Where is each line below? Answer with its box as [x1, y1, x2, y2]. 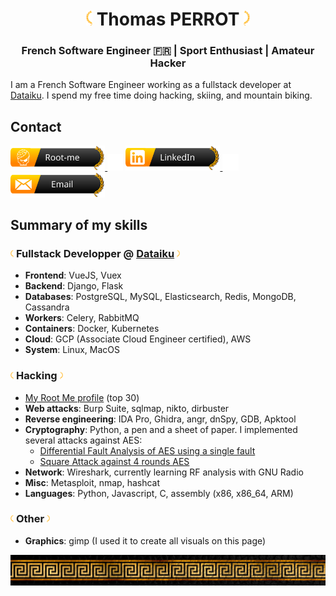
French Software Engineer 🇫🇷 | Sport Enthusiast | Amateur [21, 44, 315, 58]
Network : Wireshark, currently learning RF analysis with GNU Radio [24, 466, 304, 478]
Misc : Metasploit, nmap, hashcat [24, 476, 161, 488]
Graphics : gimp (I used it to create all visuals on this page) [24, 534, 267, 547]
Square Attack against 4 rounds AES [39, 455, 190, 467]
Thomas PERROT [96, 8, 240, 31]
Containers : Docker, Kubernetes [24, 323, 160, 335]
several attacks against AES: [24, 434, 143, 446]
